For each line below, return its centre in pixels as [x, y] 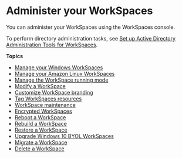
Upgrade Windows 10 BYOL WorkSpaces [64, 136]
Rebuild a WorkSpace [41, 123]
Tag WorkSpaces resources [48, 99]
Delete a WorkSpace [39, 149]
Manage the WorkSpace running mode [61, 80]
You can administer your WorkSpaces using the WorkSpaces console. [90, 27]
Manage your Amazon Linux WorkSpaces [65, 73]
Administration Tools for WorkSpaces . [52, 45]
